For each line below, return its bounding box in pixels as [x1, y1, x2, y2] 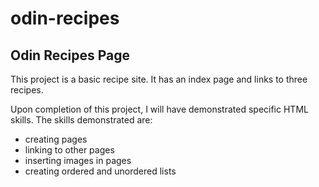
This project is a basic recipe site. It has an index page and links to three [10, 73, 308, 85]
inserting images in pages [24, 155, 132, 166]
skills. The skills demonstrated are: [10, 114, 153, 126]
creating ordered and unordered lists [24, 165, 177, 177]
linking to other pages [24, 144, 115, 156]
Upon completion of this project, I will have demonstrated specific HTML [10, 103, 309, 115]
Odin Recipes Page [10, 47, 131, 64]
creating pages [24, 133, 88, 145]
